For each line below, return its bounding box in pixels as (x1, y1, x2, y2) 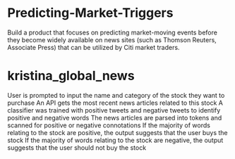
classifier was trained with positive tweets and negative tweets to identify (7, 106, 221, 114)
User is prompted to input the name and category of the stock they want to (7, 91, 225, 99)
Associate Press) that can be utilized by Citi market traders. (7, 43, 180, 51)
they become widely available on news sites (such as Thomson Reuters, (7, 35, 217, 44)
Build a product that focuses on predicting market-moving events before (7, 28, 217, 37)
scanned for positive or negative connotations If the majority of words (7, 121, 210, 129)
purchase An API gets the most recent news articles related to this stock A (7, 98, 224, 107)
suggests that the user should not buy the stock (7, 143, 147, 152)
